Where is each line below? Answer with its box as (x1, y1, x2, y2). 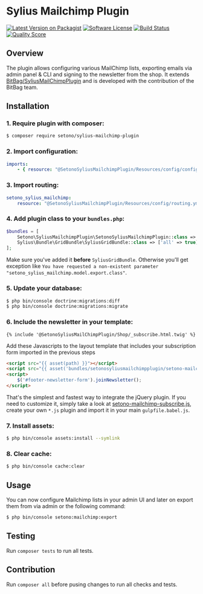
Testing (6, 531, 36, 541)
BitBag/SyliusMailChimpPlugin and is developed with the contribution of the (6, 77, 195, 84)
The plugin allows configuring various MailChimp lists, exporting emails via (6, 64, 192, 71)
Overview (6, 48, 44, 59)
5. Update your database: (6, 284, 83, 293)
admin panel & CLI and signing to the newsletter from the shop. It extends (6, 71, 190, 78)
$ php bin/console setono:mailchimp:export (6, 514, 118, 521)
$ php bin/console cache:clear (6, 463, 85, 469)
